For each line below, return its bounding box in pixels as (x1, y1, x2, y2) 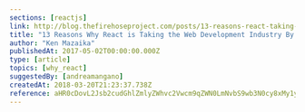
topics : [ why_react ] (9, 64, 88, 73)
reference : (9, 89, 51, 98)
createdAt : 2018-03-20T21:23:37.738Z (9, 80, 152, 89)
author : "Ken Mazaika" (9, 38, 95, 48)
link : (9, 22, 30, 31)
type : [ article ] (9, 55, 71, 64)
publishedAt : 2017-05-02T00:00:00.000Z (9, 47, 161, 56)
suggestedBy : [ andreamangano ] (9, 72, 124, 81)
